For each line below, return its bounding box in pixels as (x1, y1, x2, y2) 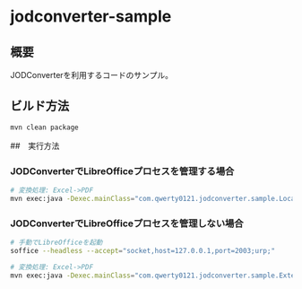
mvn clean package (10, 123, 79, 132)
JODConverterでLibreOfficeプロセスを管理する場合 (10, 164, 235, 177)
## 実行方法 (10, 140, 60, 151)
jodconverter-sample (10, 6, 172, 27)
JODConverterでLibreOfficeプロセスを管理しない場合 (10, 217, 245, 230)
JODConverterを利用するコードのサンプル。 (10, 70, 174, 80)
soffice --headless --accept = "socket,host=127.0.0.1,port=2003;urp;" (10, 246, 276, 255)
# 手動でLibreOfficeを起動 (10, 238, 103, 248)
